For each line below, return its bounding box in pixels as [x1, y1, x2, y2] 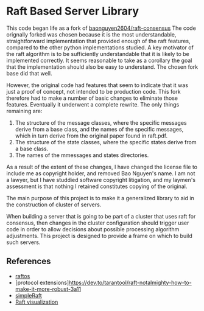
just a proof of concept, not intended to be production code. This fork [6, 88, 181, 95]
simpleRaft [15, 292, 43, 299]
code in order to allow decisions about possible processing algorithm [6, 225, 180, 232]
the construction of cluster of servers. [6, 201, 102, 208]
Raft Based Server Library [6, 4, 139, 18]
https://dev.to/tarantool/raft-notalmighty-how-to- [69, 279, 192, 286]
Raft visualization [15, 298, 58, 306]
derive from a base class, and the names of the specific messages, [15, 125, 184, 133]
